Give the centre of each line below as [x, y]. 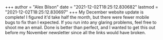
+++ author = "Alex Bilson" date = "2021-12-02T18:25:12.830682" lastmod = [82, 7]
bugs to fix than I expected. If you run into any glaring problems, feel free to [81, 22]
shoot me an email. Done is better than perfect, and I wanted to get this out [80, 27]
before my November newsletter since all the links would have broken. [75, 33]
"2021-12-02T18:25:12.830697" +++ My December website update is [74, 12]
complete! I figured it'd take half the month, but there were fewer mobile [77, 17]
